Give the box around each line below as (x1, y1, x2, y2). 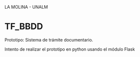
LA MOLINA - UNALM (4, 4, 48, 10)
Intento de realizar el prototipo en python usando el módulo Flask (4, 46, 135, 52)
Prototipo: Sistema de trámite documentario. (4, 37, 93, 43)
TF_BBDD (4, 21, 43, 32)
